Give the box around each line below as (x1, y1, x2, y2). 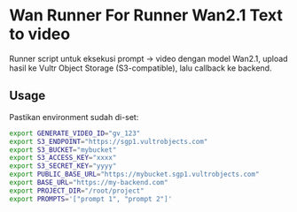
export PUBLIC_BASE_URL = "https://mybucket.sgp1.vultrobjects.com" (9, 170, 260, 179)
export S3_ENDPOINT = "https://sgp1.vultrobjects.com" (9, 137, 208, 146)
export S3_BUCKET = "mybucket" (9, 145, 117, 155)
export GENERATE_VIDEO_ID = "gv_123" (9, 129, 141, 138)
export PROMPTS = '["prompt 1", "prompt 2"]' (9, 194, 173, 203)
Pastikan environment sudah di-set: (9, 111, 139, 122)
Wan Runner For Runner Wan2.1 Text (9, 5, 284, 26)
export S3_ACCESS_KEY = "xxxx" (9, 154, 117, 163)
